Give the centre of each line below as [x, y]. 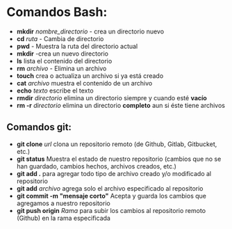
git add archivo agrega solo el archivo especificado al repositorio [110, 188]
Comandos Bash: [57, 12]
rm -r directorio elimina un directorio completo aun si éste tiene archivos [121, 105]
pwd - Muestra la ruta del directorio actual [77, 46]
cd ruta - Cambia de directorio [60, 38]
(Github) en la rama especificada [63, 218]
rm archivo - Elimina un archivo [61, 68]
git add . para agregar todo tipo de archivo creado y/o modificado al [114, 173]
